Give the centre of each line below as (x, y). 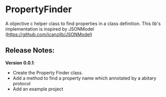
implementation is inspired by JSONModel (50, 29)
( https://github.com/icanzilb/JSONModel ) (49, 34)
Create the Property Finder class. (48, 72)
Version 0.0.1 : (20, 63)
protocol (22, 83)
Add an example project (38, 89)
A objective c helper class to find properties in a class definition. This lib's (83, 23)
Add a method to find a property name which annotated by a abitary (85, 78)
